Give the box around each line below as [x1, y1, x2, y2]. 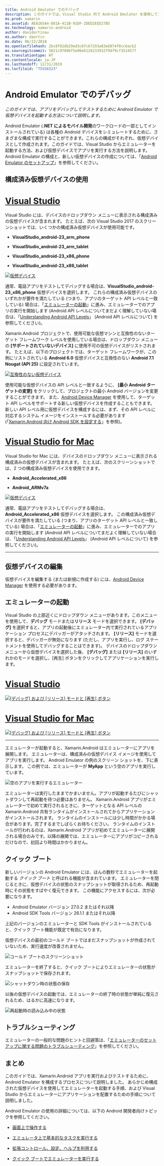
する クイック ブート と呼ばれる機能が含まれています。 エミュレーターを [9, 875, 155, 881]
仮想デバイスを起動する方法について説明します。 [5, 112, 103, 118]
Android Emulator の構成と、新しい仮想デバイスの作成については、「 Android [5, 153, 157, 159]
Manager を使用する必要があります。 [5, 582, 80, 589]
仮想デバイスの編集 [5, 562, 63, 570]
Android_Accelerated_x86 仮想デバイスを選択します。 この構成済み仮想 [5, 511, 151, 518]
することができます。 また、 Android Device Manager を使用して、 [5, 394, 138, 400]
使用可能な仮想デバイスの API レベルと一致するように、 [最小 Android [5, 382, 146, 388]
